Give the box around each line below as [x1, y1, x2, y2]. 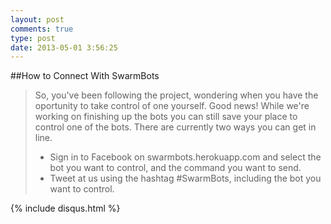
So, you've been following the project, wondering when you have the [34, 89, 319, 101]
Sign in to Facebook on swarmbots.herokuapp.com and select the [49, 151, 322, 163]
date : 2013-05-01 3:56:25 [10, 42, 118, 53]
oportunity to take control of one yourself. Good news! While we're [34, 100, 310, 112]
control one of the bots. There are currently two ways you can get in [34, 121, 317, 133]
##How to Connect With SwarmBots [10, 70, 160, 82]
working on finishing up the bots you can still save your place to [34, 111, 298, 123]
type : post [10, 33, 56, 43]
